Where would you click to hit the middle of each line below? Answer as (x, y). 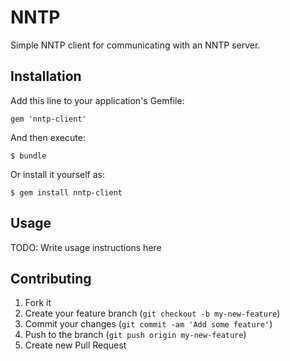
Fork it (38, 303)
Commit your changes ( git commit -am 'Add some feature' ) (148, 324)
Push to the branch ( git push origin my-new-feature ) (135, 335)
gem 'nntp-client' (48, 119)
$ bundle (28, 156)
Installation (46, 76)
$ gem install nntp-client (66, 192)
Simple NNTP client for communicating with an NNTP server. (135, 45)
